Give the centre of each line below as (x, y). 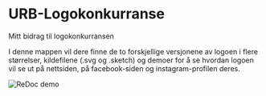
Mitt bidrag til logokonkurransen (61, 36)
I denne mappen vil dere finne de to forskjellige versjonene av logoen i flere (133, 51)
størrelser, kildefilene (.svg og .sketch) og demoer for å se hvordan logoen (131, 60)
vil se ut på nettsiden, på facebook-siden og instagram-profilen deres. (125, 68)
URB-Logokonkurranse (86, 14)
